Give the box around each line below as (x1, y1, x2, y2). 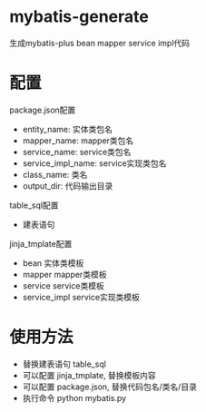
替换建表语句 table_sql (22, 358, 107, 369)
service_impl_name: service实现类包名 (22, 157, 167, 169)
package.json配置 (9, 104, 76, 115)
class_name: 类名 (22, 169, 88, 180)
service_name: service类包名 (22, 146, 132, 157)
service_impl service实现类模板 (22, 291, 141, 302)
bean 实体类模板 (22, 257, 84, 269)
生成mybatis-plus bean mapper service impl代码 (9, 37, 191, 48)
